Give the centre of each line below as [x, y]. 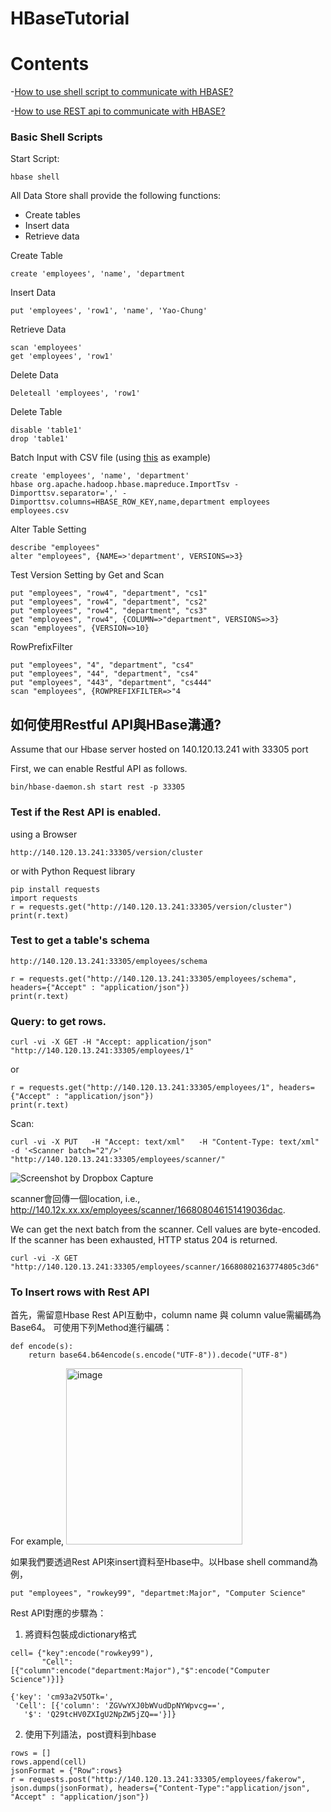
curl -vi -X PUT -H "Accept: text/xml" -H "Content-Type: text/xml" [165, 1142]
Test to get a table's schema [80, 940]
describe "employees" [55, 548]
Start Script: [35, 159]
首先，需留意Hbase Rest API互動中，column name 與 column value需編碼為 [166, 1315]
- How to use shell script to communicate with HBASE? [122, 92]
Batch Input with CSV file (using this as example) [111, 458]
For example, [37, 1541]
